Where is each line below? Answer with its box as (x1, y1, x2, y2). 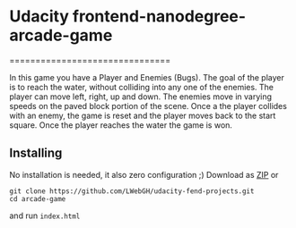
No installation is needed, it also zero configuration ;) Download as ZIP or (9, 169, 279, 180)
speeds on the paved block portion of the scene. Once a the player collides (9, 100, 287, 111)
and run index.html (9, 210, 81, 221)
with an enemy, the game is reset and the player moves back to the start (9, 110, 276, 121)
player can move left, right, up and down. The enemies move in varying (9, 91, 272, 102)
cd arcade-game (9, 194, 66, 203)
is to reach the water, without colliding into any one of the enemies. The (9, 81, 274, 92)
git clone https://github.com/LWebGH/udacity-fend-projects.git (9, 186, 255, 196)
